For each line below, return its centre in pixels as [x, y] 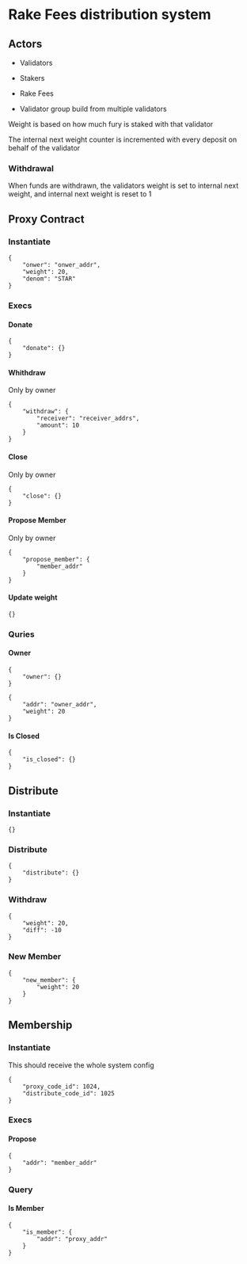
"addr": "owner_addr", [60, 705]
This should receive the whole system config [81, 1065]
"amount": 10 [58, 425]
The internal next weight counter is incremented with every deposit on [123, 139]
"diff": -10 [42, 930]
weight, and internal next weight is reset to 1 [80, 194]
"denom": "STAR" [49, 279]
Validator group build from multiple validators [93, 109]
